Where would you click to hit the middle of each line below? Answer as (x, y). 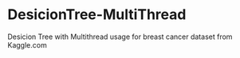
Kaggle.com (27, 44)
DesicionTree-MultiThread (97, 15)
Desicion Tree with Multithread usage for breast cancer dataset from (120, 37)
